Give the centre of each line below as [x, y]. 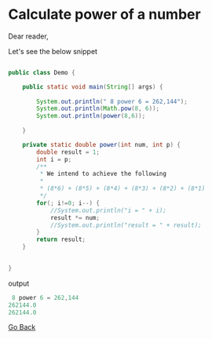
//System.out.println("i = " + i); [108, 210]
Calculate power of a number [105, 15]
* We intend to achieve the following [103, 174]
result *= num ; [75, 217]
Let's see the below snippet [53, 51]
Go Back [22, 327]
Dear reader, [28, 36]
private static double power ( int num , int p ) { [101, 144]
